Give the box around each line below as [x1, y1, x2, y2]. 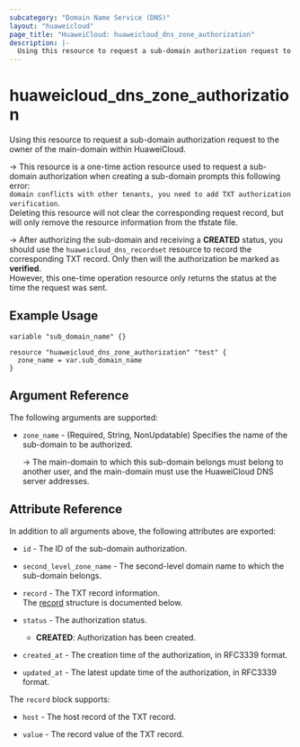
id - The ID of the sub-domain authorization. [22, 543, 187, 553]
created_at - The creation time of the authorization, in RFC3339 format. [22, 649, 288, 660]
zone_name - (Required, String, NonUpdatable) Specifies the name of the [22, 429, 288, 440]
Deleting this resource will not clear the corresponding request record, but [9, 208, 285, 219]
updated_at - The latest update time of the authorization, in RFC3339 [22, 667, 277, 678]
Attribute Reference [9, 501, 123, 517]
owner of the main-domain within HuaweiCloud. [9, 144, 187, 155]
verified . [9, 263, 42, 274]
